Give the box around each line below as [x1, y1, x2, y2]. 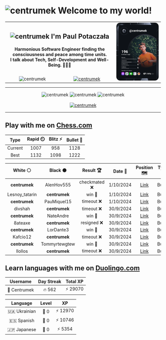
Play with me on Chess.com [5, 121, 92, 130]
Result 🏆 [82, 168, 102, 173]
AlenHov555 [45, 181, 71, 188]
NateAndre [46, 213, 69, 219]
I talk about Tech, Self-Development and [10, 57, 96, 63]
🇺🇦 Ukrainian [7, 308, 36, 314]
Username [9, 278, 32, 284]
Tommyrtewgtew [41, 241, 76, 247]
